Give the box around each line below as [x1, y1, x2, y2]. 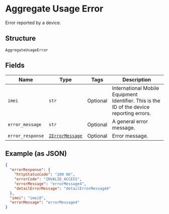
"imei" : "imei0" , [10, 195, 46, 200]
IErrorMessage [48, 133, 82, 139]
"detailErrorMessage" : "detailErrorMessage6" [14, 186, 112, 191]
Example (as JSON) [5, 149, 67, 158]
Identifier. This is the [112, 97, 160, 104]
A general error [112, 118, 148, 125]
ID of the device [112, 103, 150, 111]
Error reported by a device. [5, 20, 61, 26]
